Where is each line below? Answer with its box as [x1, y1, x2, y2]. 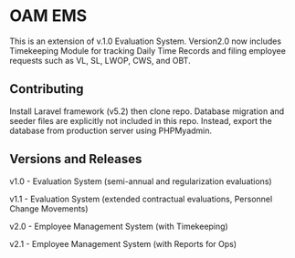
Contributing [9, 81, 84, 97]
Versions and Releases [9, 151, 142, 167]
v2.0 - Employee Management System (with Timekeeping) [9, 221, 228, 232]
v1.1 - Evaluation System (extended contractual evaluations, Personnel [9, 193, 273, 204]
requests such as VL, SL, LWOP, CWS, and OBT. [9, 55, 191, 66]
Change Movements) [9, 202, 89, 214]
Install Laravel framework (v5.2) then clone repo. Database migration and [9, 106, 285, 117]
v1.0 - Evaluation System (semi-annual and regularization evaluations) [9, 175, 272, 187]
